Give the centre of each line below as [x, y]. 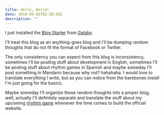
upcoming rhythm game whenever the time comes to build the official [75, 103]
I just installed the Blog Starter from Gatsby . [49, 33]
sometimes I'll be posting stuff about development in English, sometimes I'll [81, 62]
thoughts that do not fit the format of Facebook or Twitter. [63, 48]
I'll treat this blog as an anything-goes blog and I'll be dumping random [77, 42]
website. [14, 108]
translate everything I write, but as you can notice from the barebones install [82, 78]
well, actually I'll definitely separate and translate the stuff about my [73, 98]
